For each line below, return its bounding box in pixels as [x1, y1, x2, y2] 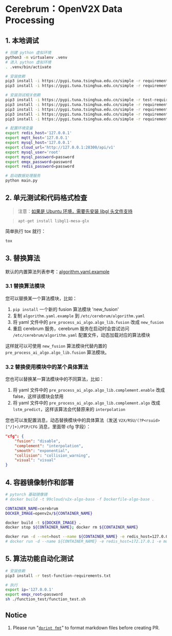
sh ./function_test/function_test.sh [5, 597, 86, 602]
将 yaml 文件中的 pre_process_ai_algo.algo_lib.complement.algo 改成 [12, 400, 160, 406]
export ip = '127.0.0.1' [5, 587, 54, 592]
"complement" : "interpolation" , [14, 443, 83, 448]
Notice [5, 611, 27, 620]
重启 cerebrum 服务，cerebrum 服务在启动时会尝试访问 [12, 325, 130, 332]
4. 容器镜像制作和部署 [5, 478, 74, 487]
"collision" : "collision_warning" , [14, 453, 91, 458]
